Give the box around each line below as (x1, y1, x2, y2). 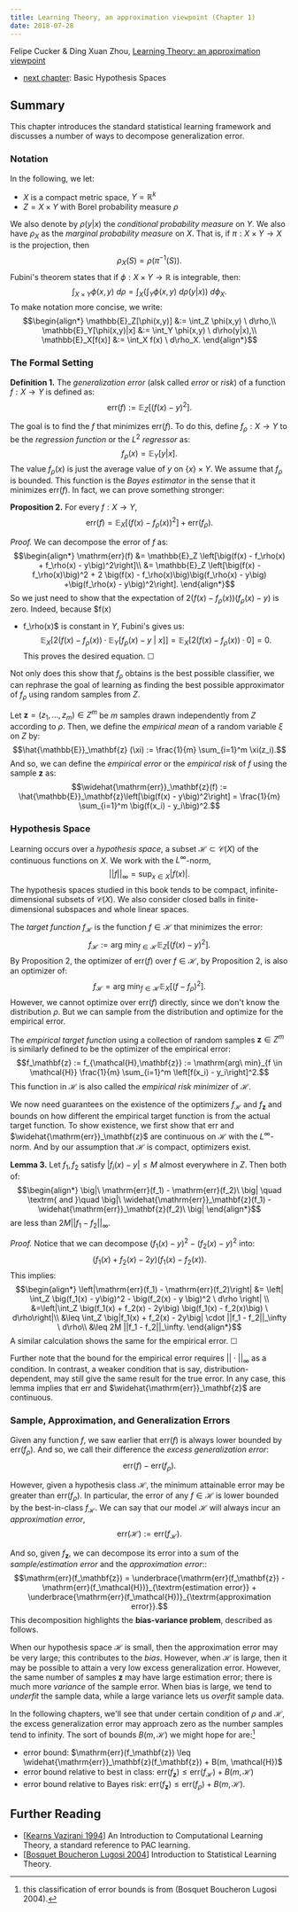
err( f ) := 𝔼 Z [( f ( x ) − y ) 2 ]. (106, 400, 193, 415)
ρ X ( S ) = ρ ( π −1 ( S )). (117, 254, 182, 268)
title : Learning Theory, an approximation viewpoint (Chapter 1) (10, 12, 256, 22)
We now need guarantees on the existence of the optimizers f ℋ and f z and (10, 1099, 282, 1112)
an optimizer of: (10, 965, 68, 976)
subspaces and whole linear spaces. (56, 903, 189, 914)
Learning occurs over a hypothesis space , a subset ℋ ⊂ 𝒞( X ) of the (10, 843, 259, 854)
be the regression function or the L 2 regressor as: (10, 432, 191, 444)
